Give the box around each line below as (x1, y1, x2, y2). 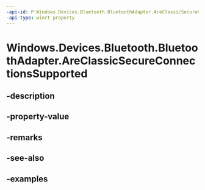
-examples (6, 174, 48, 184)
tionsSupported (6, 66, 88, 80)
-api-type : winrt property (6, 15, 75, 21)
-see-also (6, 153, 45, 163)
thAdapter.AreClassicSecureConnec (6, 54, 196, 68)
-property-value (6, 111, 70, 122)
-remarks (6, 132, 43, 142)
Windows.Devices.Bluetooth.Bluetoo (6, 41, 198, 55)
